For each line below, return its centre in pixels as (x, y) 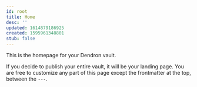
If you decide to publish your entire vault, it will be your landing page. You (95, 67)
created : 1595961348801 (35, 33)
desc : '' (17, 22)
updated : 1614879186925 (35, 28)
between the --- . (27, 79)
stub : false (21, 39)
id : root (17, 11)
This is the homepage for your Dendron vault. (61, 55)
